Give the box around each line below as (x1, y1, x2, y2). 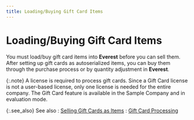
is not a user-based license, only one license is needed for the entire (6, 83, 171, 90)
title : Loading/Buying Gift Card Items (6, 8, 103, 15)
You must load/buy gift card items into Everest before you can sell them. (6, 53, 181, 60)
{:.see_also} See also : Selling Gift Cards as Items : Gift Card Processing (6, 107, 178, 114)
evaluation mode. (6, 95, 48, 102)
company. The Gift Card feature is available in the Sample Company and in (6, 89, 185, 97)
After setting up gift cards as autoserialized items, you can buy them (6, 59, 171, 66)
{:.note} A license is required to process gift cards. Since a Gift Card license (6, 77, 188, 84)
